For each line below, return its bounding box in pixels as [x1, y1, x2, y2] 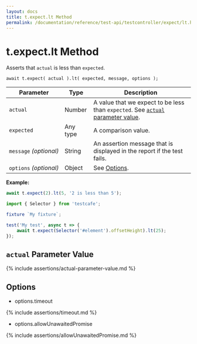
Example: [6, 179, 30, 186]
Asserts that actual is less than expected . [6, 64, 106, 71]
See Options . [93, 164, 129, 172]
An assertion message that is [93, 139, 174, 148]
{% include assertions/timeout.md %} [6, 309, 97, 316]
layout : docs [6, 8, 38, 15]
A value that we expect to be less [93, 98, 185, 106]
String [64, 147, 81, 155]
